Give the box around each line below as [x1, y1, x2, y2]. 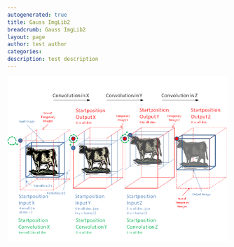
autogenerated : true [7, 11, 68, 18]
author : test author [7, 41, 68, 48]
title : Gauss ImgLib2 [7, 18, 71, 26]
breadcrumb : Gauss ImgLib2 [7, 26, 86, 33]
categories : [7, 48, 42, 55]
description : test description [7, 56, 99, 63]
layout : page [7, 34, 46, 41]
